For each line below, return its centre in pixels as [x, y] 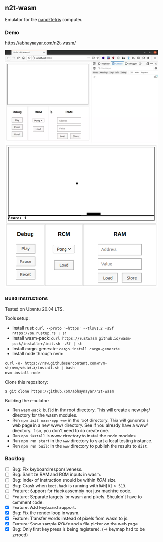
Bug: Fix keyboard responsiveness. [47, 469]
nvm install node [23, 373]
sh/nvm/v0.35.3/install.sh [32, 368]
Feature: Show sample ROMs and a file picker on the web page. [75, 524]
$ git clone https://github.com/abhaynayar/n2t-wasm [59, 391]
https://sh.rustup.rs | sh [39, 333]
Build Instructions [26, 298]
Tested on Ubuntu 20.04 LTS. [34, 309]
